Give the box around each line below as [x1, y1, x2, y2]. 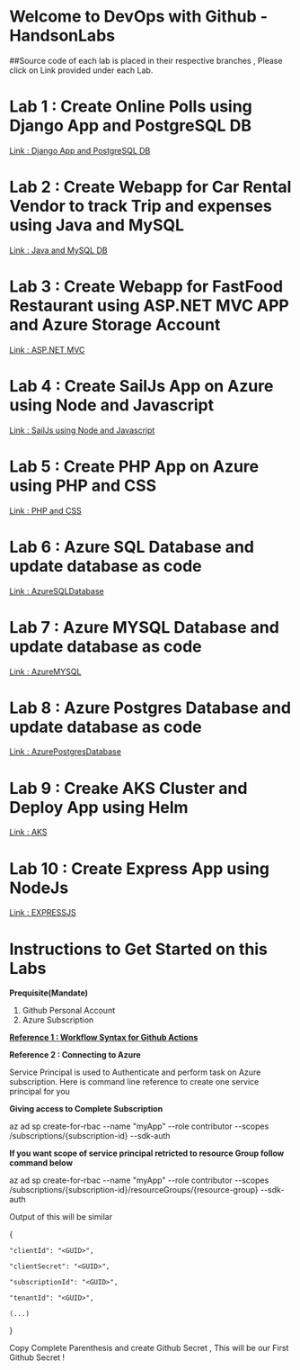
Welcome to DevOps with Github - [9, 6, 268, 27]
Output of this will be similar [9, 1212, 113, 1222]
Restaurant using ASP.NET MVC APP [9, 295, 289, 316]
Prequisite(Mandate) [9, 987, 88, 998]
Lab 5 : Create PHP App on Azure [9, 456, 260, 476]
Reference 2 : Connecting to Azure [9, 1050, 141, 1060]
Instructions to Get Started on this [9, 939, 268, 960]
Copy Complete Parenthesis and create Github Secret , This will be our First [9, 1343, 289, 1354]
